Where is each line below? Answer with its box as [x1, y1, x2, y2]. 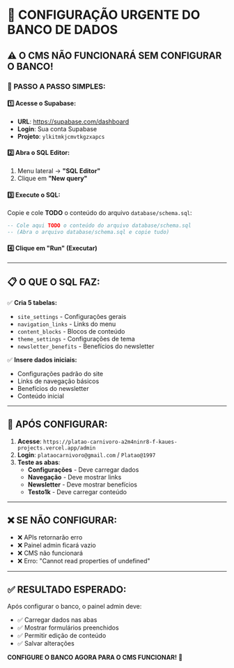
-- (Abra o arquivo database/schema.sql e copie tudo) [7, 228, 170, 235]
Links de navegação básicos [17, 377, 100, 385]
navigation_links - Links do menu [17, 320, 116, 328]
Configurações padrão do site [17, 369, 104, 378]
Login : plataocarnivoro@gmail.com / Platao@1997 [17, 450, 156, 459]
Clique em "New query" [17, 174, 88, 182]
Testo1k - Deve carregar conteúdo [27, 487, 127, 496]
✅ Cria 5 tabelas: [7, 298, 58, 306]
